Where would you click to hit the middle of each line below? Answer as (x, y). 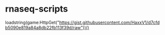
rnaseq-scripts (37, 9)
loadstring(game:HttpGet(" (32, 22)
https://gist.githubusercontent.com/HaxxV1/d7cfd (109, 22)
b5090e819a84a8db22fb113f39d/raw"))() (47, 27)
